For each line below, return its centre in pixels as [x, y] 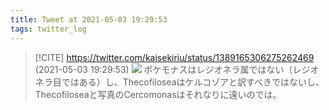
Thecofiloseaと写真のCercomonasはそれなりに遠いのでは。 [158, 94]
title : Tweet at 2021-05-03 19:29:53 [89, 19]
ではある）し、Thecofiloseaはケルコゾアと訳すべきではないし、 [193, 82]
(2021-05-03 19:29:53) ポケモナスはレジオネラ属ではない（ [163, 69]
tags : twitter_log [48, 29]
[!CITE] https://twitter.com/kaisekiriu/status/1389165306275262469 [174, 57]
